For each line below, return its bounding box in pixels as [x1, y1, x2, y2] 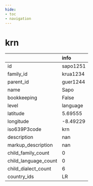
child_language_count [7, 157, 57, 164]
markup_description [7, 142, 53, 149]
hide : [5, 7, 16, 12]
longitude [7, 118, 29, 125]
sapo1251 [62, 63, 86, 69]
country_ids [7, 173, 34, 180]
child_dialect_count [7, 166, 51, 172]
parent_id [7, 79, 29, 85]
